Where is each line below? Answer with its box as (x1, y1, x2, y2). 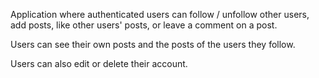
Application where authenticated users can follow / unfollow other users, (10, 9, 310, 20)
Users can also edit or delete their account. (10, 58, 188, 69)
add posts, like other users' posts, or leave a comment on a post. (10, 19, 278, 31)
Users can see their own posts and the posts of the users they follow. (10, 39, 296, 50)
